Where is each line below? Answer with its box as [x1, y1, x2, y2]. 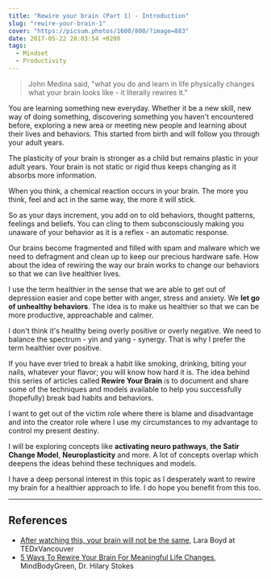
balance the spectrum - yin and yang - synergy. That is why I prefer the [8, 334, 246, 344]
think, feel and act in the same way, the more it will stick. [8, 195, 196, 204]
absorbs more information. [8, 170, 97, 180]
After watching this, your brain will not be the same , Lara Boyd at [19, 535, 236, 545]
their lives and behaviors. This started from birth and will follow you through [8, 128, 261, 138]
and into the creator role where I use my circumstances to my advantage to [8, 417, 258, 426]
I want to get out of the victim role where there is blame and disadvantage [8, 409, 254, 418]
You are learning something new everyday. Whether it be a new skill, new [8, 103, 252, 113]
